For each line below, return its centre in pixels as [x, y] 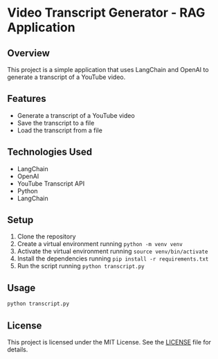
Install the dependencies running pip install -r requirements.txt [113, 259]
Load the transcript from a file [60, 130]
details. [18, 349]
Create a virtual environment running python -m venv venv [100, 244]
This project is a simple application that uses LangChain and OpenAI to [108, 70]
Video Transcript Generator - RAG [106, 13]
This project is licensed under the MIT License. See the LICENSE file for [109, 342]
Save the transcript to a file [56, 123]
